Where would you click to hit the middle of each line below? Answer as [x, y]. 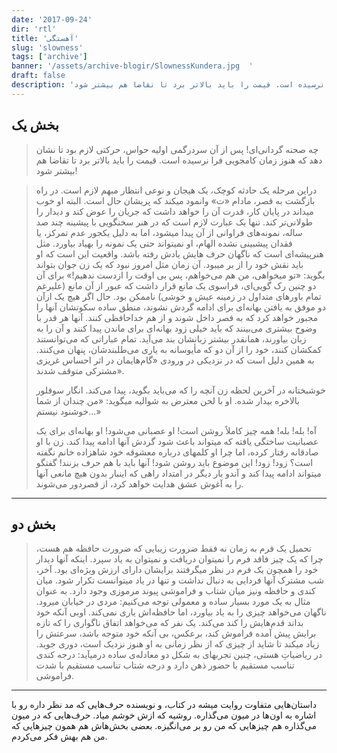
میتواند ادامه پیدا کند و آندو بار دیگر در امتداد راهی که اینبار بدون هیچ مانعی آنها [178, 473]
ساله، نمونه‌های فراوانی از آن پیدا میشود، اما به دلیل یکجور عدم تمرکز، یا [169, 232]
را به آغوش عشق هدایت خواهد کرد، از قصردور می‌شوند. [139, 483]
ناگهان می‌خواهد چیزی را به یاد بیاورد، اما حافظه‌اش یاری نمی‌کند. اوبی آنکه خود [181, 612]
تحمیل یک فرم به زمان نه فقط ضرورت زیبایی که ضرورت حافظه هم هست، [173, 548]
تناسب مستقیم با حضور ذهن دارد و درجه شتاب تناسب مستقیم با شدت [165, 665]
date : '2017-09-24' [52, 19]
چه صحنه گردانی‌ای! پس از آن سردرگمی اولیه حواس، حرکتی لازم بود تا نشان [177, 149]
